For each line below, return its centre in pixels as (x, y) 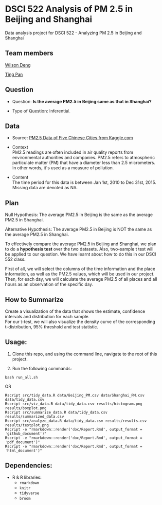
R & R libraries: (27, 477)
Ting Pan (14, 74)
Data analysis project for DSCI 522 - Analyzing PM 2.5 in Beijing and (73, 33)
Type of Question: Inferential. (41, 111)
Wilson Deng (18, 65)
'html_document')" (24, 451)
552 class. (15, 259)
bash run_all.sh (21, 377)
